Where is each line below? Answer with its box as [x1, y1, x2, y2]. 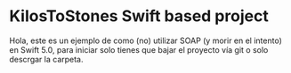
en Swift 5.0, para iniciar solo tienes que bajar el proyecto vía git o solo [9, 44, 269, 55]
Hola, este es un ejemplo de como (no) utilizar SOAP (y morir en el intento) [9, 35, 283, 46]
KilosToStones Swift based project [9, 6, 269, 26]
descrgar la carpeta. [9, 54, 84, 64]
